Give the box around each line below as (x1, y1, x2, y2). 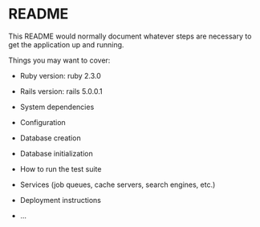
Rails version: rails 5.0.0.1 (19, 86, 103, 96)
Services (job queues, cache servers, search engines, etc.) (19, 180, 216, 189)
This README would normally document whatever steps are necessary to (8, 31, 252, 41)
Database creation (19, 133, 82, 143)
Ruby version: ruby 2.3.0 (19, 71, 102, 80)
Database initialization (19, 148, 94, 158)
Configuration (19, 117, 66, 127)
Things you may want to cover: (8, 55, 111, 65)
